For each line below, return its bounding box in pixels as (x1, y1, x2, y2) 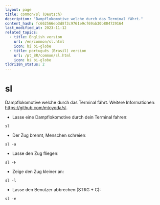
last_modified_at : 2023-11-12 (5, 26, 67, 30)
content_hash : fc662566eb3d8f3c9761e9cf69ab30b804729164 (5, 21, 124, 26)
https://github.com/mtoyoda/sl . (5, 105, 68, 111)
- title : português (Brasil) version (9, 48, 87, 53)
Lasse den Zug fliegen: (12, 150, 59, 156)
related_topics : (5, 30, 38, 35)
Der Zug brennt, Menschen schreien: (12, 132, 87, 138)
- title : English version (9, 35, 63, 40)
